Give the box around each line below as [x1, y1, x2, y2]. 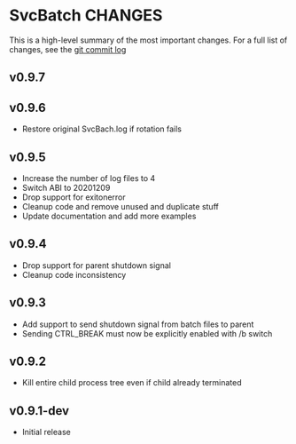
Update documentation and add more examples [21, 210, 197, 221]
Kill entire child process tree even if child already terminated [21, 377, 242, 388]
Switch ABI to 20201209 [21, 182, 111, 193]
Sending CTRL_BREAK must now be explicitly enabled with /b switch [21, 328, 273, 338]
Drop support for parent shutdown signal [21, 259, 171, 271]
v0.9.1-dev [9, 403, 69, 418]
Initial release [21, 427, 71, 438]
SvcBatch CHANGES [9, 5, 163, 26]
